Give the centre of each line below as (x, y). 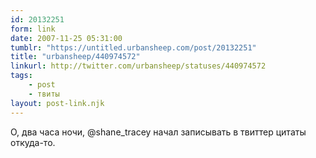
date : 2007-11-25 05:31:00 (66, 38)
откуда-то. (33, 142)
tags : (21, 76)
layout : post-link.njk (57, 103)
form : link (33, 29)
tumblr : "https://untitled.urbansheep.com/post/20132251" (133, 47)
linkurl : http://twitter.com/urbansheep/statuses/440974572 (138, 66)
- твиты (44, 94)
